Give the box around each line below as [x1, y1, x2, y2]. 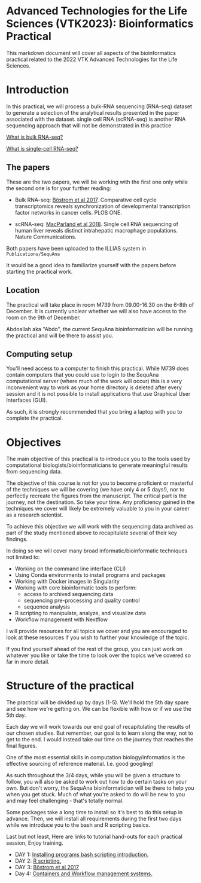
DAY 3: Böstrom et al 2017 [14, 864, 80, 871]
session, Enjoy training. [6, 839, 64, 847]
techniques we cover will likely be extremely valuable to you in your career [6, 505, 190, 512]
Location [6, 285, 40, 295]
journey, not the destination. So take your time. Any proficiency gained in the [6, 499, 195, 506]
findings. [6, 536, 28, 543]
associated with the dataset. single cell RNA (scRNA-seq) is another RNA [6, 115, 186, 123]
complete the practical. [6, 414, 63, 422]
